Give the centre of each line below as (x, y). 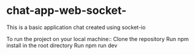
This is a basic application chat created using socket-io (76, 27)
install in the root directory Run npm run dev (62, 45)
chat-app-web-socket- (67, 11)
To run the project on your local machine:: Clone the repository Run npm (97, 39)
